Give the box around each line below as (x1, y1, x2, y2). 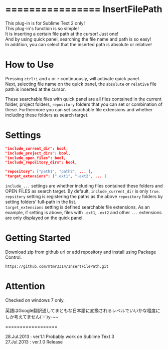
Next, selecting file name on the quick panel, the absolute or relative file (5, 81, 157, 87)
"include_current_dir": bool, (5, 146, 69, 151)
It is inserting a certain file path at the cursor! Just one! (5, 31, 119, 37)
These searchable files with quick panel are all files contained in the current (5, 96, 161, 102)
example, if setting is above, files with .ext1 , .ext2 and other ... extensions (5, 210, 162, 216)
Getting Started (5, 232, 71, 244)
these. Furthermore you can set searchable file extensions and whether (5, 106, 153, 112)
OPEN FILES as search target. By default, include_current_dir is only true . (5, 188, 160, 194)
